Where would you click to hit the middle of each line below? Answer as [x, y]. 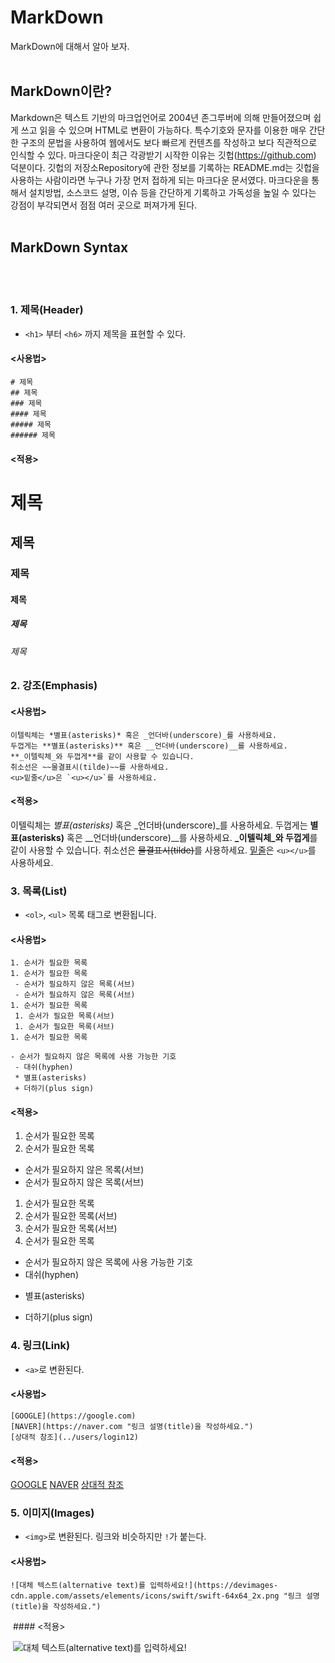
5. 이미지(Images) [52, 1513]
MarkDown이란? [61, 91]
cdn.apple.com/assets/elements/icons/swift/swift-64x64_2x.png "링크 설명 [165, 1596]
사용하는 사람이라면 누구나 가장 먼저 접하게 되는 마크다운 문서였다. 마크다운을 [160, 180]
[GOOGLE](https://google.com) [73, 1416]
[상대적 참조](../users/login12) [75, 1437]
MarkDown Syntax [69, 247]
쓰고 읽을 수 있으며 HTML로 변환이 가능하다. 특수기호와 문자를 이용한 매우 [163, 130]
